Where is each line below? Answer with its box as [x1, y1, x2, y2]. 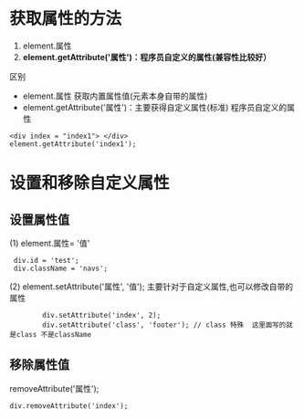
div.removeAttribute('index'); [9, 401, 129, 411]
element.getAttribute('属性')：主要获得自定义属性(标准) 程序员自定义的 [22, 101, 288, 112]
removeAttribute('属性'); [9, 382, 100, 393]
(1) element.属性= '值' [9, 237, 90, 248]
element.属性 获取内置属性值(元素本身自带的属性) [22, 90, 208, 101]
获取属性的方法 [9, 8, 122, 29]
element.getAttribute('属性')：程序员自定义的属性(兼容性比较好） [22, 51, 272, 62]
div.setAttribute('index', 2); [42, 310, 162, 319]
